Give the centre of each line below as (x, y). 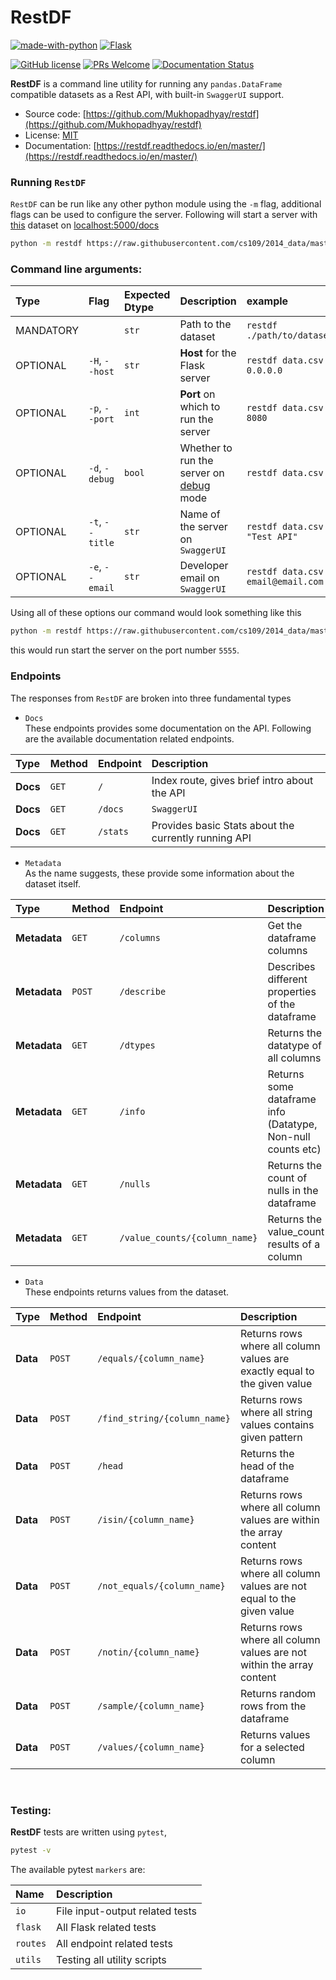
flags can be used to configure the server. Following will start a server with (164, 215)
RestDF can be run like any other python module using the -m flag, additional (166, 204)
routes (31, 1943)
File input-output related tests (127, 1911)
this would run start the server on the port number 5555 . (125, 650)
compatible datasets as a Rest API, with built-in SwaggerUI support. (147, 94)
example (267, 301)
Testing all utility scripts (111, 1959)
